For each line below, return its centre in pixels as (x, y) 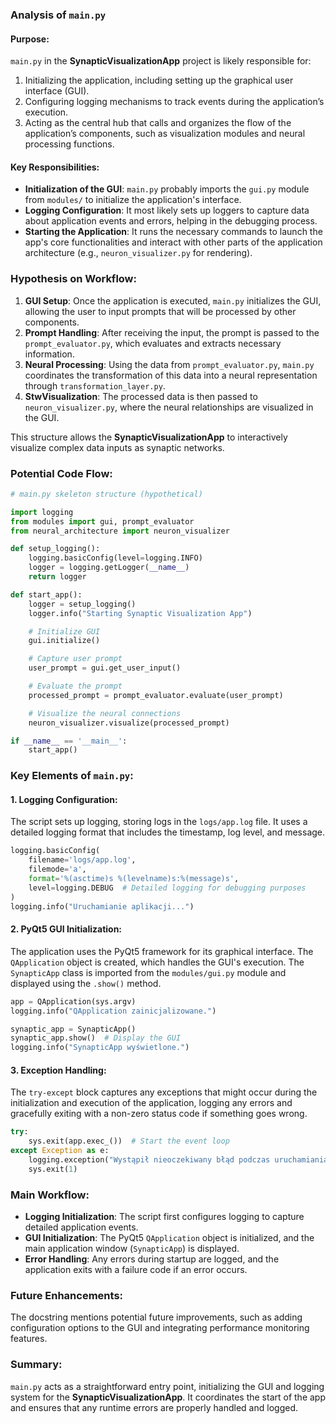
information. (49, 354)
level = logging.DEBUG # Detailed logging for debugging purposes (167, 888)
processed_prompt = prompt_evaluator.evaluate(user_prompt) (156, 695)
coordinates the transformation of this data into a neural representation (171, 375)
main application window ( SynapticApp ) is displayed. (132, 1248)
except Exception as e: (60, 1151)
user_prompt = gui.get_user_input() (105, 668)
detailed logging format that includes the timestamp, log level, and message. (168, 832)
